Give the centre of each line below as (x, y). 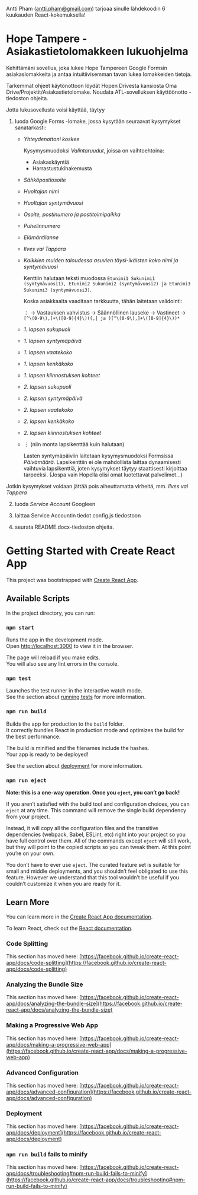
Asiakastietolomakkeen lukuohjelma (97, 51)
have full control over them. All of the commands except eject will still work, (99, 840)
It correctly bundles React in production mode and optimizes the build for (95, 730)
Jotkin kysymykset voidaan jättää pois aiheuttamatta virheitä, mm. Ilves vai (97, 486)
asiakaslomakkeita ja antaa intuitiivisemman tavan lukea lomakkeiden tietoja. (99, 74)
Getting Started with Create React (91, 551)
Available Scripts (38, 599)
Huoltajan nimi (41, 191)
